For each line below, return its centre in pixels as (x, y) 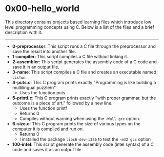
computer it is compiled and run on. (48, 129)
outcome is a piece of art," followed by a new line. (62, 103)
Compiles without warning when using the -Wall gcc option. (80, 118)
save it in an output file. (36, 67)
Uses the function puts (42, 92)
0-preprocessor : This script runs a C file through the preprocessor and (84, 46)
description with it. (24, 32)
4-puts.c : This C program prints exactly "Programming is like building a (84, 82)
